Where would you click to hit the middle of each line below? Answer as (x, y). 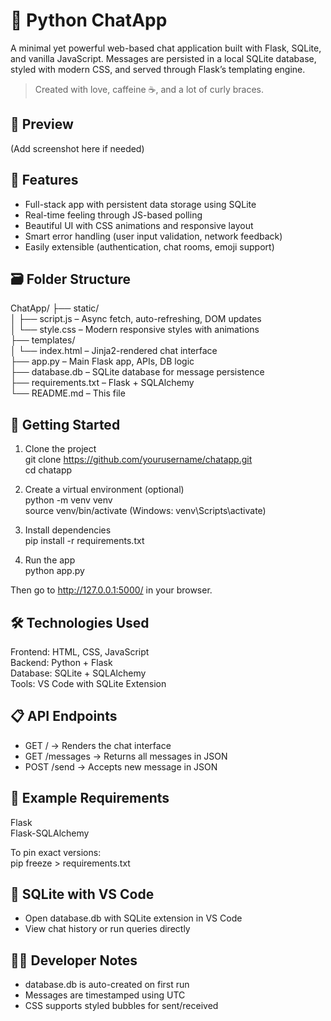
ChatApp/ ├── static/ (55, 308)
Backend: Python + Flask (61, 662)
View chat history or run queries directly (107, 929)
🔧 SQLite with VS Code (82, 894)
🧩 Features (44, 180)
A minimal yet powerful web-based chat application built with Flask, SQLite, (166, 48)
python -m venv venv (68, 500)
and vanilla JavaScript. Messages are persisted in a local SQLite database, (163, 58)
